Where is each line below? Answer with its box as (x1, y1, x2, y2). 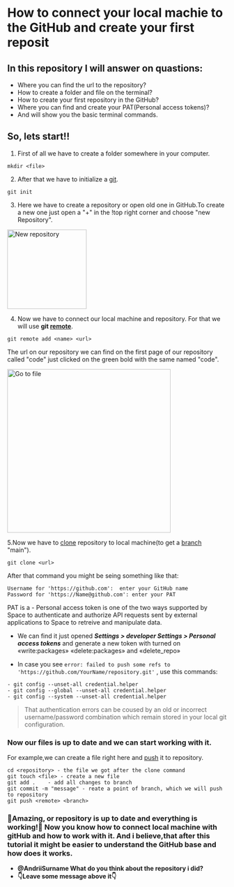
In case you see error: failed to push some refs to (17, 659, 171, 668)
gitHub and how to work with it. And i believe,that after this (7, 831, 210, 841)
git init (7, 188, 33, 195)
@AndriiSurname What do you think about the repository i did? (17, 864, 204, 873)
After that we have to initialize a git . (17, 174, 118, 183)
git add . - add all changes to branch (7, 780, 132, 787)
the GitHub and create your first (7, 20, 195, 36)
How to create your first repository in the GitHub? (17, 96, 159, 104)
